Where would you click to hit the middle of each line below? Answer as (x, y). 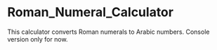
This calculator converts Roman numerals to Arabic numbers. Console (108, 32)
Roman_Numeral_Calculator (91, 12)
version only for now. (38, 39)
